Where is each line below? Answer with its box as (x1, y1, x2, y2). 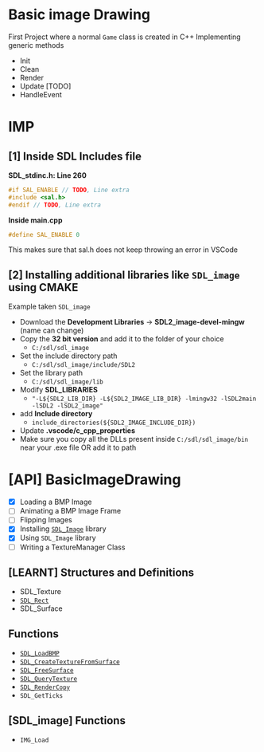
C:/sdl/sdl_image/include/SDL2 (31, 361, 136, 369)
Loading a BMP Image (19, 497, 92, 507)
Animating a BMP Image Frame (19, 506, 122, 516)
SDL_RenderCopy (19, 683, 71, 691)
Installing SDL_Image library (19, 524, 107, 533)
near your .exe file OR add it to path (19, 443, 137, 452)
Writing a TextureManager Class (19, 542, 126, 552)
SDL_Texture (19, 587, 62, 596)
